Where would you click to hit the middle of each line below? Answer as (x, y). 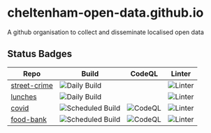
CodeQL (144, 73)
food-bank (29, 119)
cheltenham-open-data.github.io (105, 13)
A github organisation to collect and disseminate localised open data (105, 32)
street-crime (32, 85)
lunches (24, 97)
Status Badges (40, 54)
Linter (181, 73)
